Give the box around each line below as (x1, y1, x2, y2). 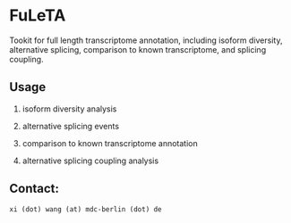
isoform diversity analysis (21, 103, 117, 114)
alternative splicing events (21, 120, 119, 131)
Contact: (9, 181, 60, 196)
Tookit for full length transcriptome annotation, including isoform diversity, (9, 35, 283, 45)
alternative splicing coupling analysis (21, 155, 159, 166)
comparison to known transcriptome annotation (21, 137, 199, 148)
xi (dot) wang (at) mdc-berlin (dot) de (9, 204, 163, 214)
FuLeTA (9, 5, 66, 26)
